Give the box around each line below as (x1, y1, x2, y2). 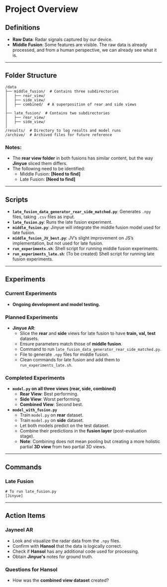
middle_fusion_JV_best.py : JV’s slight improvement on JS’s (12, 235, 134, 241)
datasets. (19, 335, 39, 341)
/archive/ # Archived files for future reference (5, 132, 112, 137)
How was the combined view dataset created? (12, 577, 109, 583)
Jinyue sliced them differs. (12, 161, 68, 167)
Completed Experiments (5, 374, 65, 381)
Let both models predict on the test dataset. (19, 422, 110, 428)
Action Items (5, 511, 46, 520)
